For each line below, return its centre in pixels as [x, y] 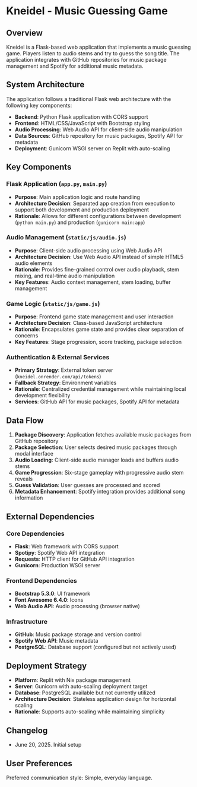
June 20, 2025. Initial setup [48, 745]
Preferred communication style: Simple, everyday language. [79, 777]
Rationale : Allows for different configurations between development [98, 216]
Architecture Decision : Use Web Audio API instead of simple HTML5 [99, 257]
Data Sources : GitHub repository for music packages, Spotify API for [99, 135]
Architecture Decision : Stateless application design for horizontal [95, 699]
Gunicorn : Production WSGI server [58, 565]
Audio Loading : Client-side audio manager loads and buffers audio [97, 460]
